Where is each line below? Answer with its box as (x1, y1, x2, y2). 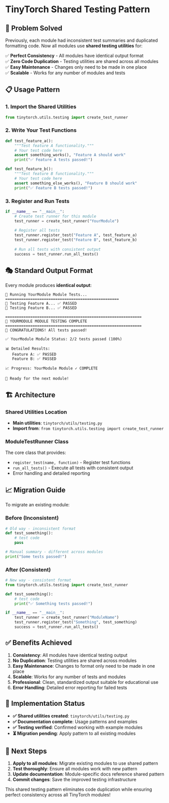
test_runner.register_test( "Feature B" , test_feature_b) (14, 238, 138, 243)
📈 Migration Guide (5, 485, 66, 494)
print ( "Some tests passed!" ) (5, 554, 67, 559)
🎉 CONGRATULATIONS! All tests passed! (5, 328, 87, 333)
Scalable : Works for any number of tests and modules (12, 673, 126, 680)
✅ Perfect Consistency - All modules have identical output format (5, 52, 144, 59)
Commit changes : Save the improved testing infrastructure (12, 777, 137, 783)
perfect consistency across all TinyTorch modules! (5, 792, 111, 798)
